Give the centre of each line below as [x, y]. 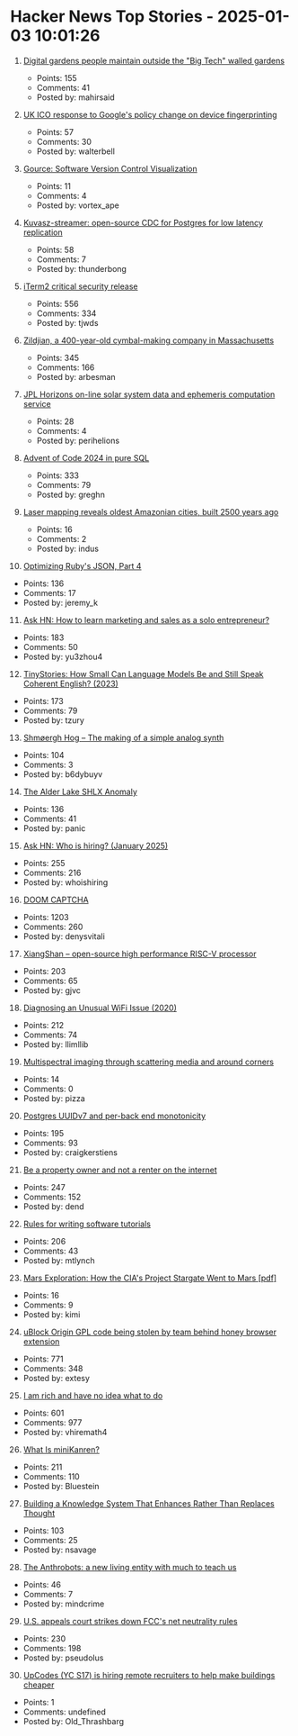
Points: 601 [44, 1413]
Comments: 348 [53, 1368]
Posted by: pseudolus [63, 1658]
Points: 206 [44, 1241]
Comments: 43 [51, 1251]
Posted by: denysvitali [64, 936]
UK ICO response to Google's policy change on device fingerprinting [150, 114]
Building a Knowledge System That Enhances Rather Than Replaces [149, 1503]
